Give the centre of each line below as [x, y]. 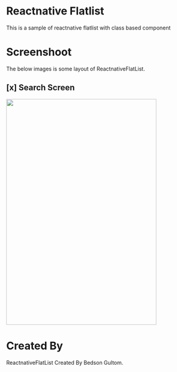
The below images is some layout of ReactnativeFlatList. [76, 69]
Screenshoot [39, 52]
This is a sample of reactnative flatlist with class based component [88, 28]
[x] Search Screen [40, 88]
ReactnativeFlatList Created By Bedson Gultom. [65, 362]
